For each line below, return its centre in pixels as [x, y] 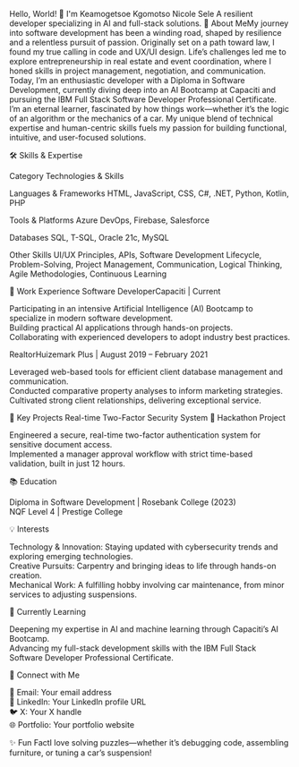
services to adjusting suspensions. [73, 594]
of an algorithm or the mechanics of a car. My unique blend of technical [141, 118]
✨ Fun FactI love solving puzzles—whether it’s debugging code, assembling [149, 742]
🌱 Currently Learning [48, 612]
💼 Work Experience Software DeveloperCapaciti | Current [115, 291]
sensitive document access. [61, 444]
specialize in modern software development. [91, 318]
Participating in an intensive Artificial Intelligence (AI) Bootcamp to [131, 308]
